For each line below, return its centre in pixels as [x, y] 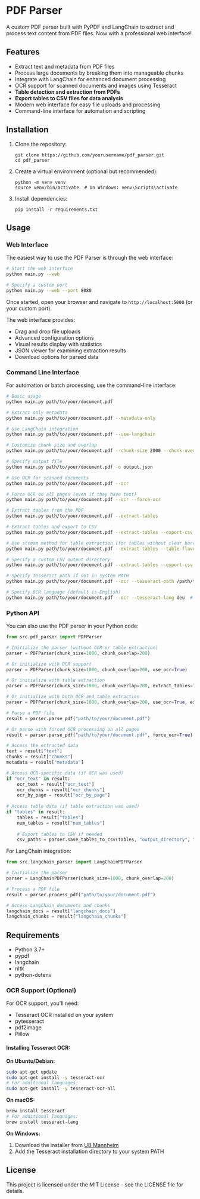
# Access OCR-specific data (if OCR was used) [65, 773]
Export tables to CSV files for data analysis [69, 98]
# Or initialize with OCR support [49, 664]
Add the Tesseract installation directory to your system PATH [89, 1151]
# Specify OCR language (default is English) [63, 592]
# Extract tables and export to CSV [51, 527]
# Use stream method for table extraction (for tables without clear [94, 543]
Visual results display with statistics [58, 344]
